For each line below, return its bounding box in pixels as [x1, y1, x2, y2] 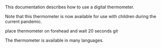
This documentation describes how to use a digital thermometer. [5, 4, 135, 10]
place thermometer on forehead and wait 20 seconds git [5, 28, 118, 33]
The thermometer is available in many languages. [5, 37, 104, 43]
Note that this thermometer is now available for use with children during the [5, 14, 157, 19]
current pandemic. [5, 19, 42, 24]
